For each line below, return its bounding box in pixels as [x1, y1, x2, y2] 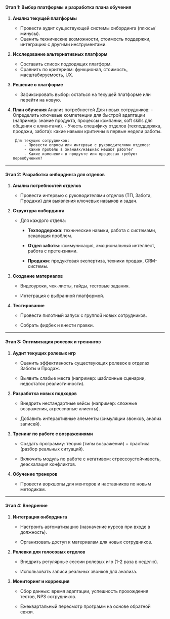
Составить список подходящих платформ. [20, 61, 112, 67]
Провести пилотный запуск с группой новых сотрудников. [20, 312, 147, 318]
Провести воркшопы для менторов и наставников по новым [20, 480, 151, 487]
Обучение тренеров [12, 471, 58, 477]
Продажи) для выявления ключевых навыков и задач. [20, 198, 138, 204]
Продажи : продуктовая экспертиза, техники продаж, [27, 258, 144, 264]
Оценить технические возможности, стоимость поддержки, [20, 36, 151, 42]
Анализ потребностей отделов [12, 183, 81, 189]
